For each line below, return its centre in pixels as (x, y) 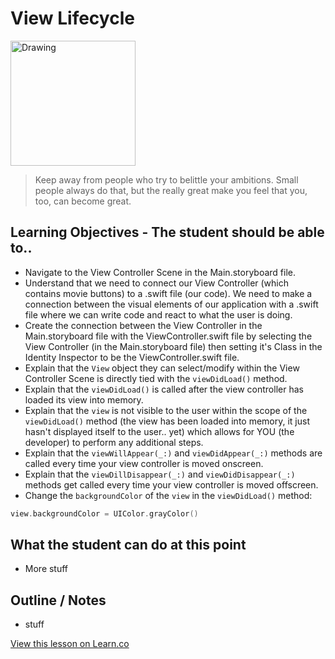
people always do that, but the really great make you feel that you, (171, 190)
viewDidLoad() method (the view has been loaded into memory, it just (167, 421)
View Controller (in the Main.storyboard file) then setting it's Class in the (173, 346)
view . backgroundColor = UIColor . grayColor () (104, 513)
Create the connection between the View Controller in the (143, 325)
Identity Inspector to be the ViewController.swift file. (132, 357)
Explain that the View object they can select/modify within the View (162, 368)
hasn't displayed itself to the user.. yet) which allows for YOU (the (159, 431)
